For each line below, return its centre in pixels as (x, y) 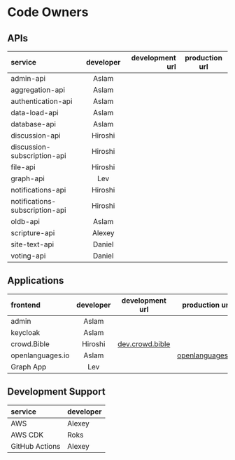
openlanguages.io (40, 355)
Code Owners (48, 12)
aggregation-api (38, 90)
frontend (26, 305)
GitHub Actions (36, 446)
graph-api (28, 178)
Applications (36, 281)
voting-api (28, 256)
